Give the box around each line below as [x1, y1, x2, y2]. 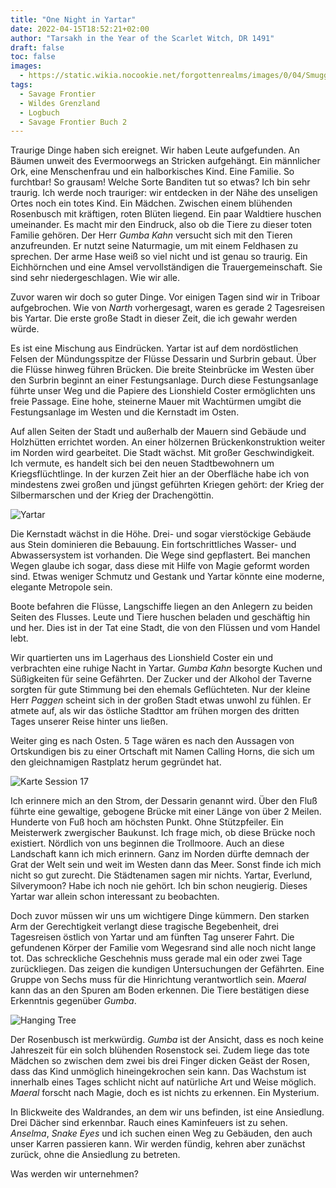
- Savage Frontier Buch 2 [19, 117, 128, 127]
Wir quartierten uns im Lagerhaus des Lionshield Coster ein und [10, 652, 274, 664]
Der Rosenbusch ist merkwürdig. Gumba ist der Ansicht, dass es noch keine [10, 1034, 324, 1046]
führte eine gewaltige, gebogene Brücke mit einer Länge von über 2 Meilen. [10, 806, 322, 818]
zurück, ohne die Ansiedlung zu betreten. [10, 1149, 181, 1161]
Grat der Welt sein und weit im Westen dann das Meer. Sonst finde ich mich [10, 859, 322, 871]
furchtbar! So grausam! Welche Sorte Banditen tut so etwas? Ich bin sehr [10, 176, 311, 188]
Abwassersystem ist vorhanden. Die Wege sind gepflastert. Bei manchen [10, 549, 311, 561]
